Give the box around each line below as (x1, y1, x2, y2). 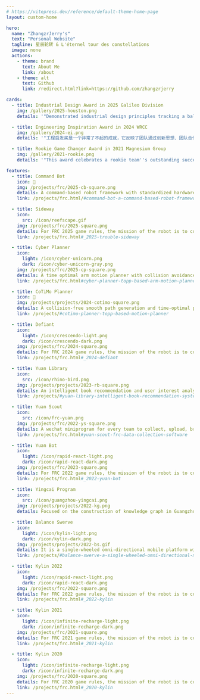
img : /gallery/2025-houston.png (17, 108, 97, 114)
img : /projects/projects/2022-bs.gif (17, 542, 111, 547)
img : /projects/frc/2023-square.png (17, 465, 108, 471)
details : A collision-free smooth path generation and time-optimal (17, 305, 190, 312)
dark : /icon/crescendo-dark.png (21, 338, 102, 344)
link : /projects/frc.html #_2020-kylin (17, 685, 113, 690)
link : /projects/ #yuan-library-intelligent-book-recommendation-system (17, 393, 198, 399)
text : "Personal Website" (11, 36, 76, 42)
